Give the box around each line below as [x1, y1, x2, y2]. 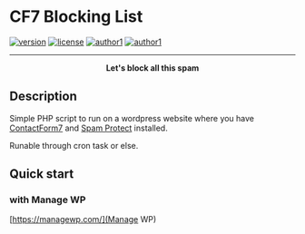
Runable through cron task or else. [9, 140, 139, 151]
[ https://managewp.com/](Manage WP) [9, 214, 157, 225]
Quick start [9, 166, 74, 182]
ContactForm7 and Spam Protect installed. [9, 122, 168, 133]
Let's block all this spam [105, 62, 200, 73]
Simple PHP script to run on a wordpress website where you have [9, 112, 255, 123]
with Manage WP [9, 193, 86, 206]
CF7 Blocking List [9, 6, 143, 27]
